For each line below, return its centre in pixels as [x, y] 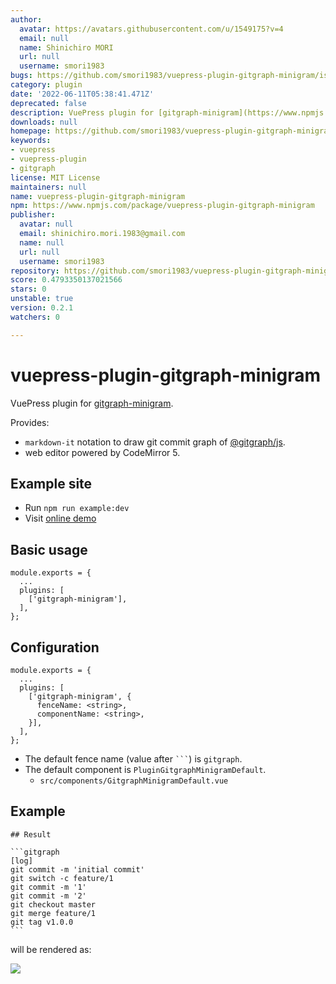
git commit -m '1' [48, 887]
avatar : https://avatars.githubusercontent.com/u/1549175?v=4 [151, 29]
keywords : [31, 141]
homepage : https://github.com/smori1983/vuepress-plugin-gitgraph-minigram [171, 131]
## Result [31, 834]
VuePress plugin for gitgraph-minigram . [92, 403]
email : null [44, 38]
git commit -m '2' [48, 896]
